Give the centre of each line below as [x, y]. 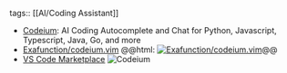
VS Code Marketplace [64, 59]
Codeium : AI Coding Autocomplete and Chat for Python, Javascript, [149, 30]
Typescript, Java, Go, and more [82, 40]
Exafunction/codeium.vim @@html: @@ [150, 50]
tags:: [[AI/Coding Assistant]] [64, 13]
